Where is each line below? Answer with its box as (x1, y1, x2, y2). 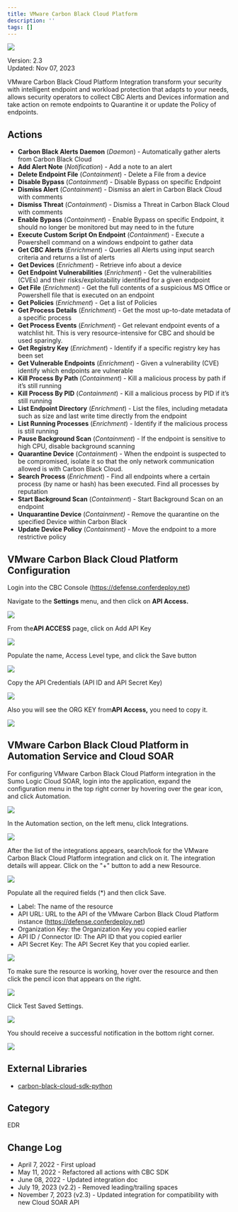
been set (17, 351, 44, 360)
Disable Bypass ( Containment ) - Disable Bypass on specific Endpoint (17, 178, 221, 186)
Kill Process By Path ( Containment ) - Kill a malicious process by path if (17, 374, 227, 382)
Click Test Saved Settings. (7, 1002, 84, 1010)
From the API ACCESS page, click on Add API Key (7, 624, 152, 633)
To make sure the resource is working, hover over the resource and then (7, 967, 218, 975)
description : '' (7, 17, 55, 24)
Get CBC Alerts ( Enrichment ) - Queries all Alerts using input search (17, 246, 215, 254)
